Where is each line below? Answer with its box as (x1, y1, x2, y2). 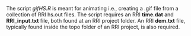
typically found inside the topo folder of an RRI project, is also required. (6, 23, 180, 30)
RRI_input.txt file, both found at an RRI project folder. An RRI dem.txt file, (6, 17, 186, 24)
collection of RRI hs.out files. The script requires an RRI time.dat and (6, 11, 174, 18)
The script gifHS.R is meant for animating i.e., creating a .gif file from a (6, 5, 179, 12)
